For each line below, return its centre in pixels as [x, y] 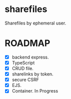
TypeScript [23, 62]
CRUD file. [22, 68]
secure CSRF [25, 80]
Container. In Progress [35, 91]
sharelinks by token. [32, 74]
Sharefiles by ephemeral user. [35, 23]
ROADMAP [27, 43]
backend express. [30, 57]
